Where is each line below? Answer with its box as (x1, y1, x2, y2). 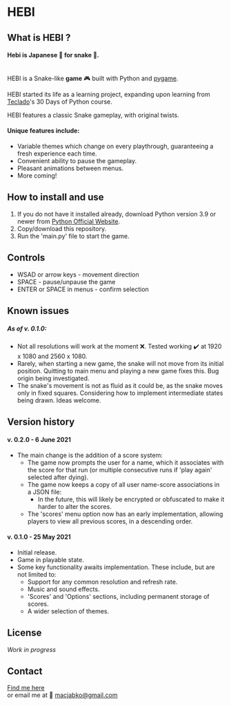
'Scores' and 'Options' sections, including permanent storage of (27, 592, 210, 600)
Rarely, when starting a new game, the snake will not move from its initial (17, 359, 224, 367)
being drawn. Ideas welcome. (17, 396, 101, 405)
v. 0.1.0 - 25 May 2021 (7, 533, 71, 541)
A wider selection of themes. (27, 606, 110, 615)
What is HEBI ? (7, 32, 71, 44)
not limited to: (17, 570, 57, 578)
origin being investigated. (17, 374, 90, 382)
